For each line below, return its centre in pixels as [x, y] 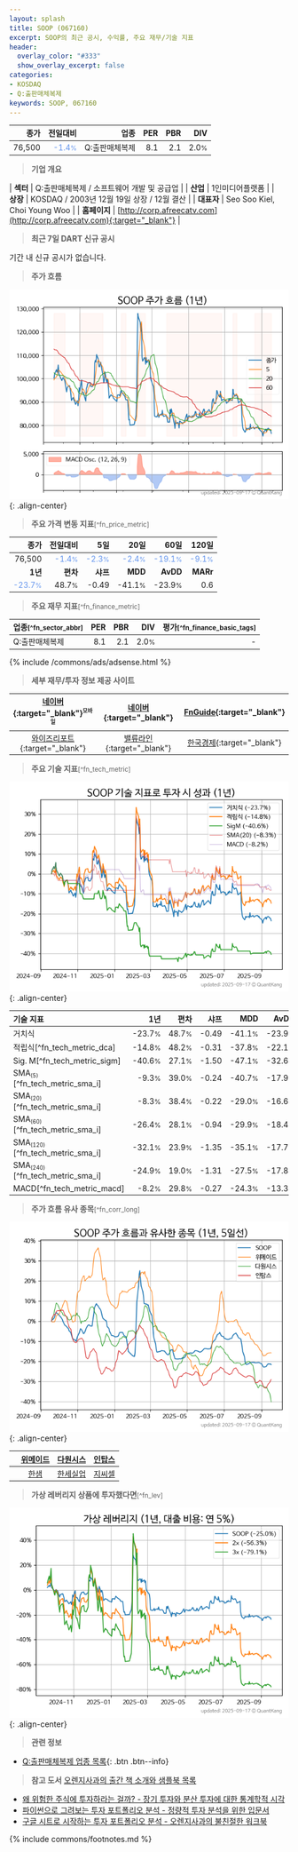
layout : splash [37, 19]
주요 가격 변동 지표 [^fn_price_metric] [90, 523]
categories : [31, 76]
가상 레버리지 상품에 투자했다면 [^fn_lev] [97, 1495]
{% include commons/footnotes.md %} [81, 1840]
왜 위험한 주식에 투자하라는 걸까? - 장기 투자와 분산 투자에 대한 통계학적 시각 [153, 1800]
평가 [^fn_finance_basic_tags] [210, 627]
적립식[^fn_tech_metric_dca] [64, 1047]
